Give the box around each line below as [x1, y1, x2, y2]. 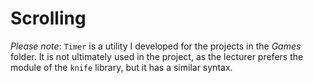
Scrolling [10, 7, 87, 30]
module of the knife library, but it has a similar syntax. [10, 61, 233, 73]
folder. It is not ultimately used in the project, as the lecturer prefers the [10, 50, 304, 62]
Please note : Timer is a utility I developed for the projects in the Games [10, 40, 302, 52]
